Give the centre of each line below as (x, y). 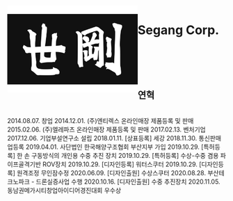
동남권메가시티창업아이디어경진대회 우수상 (64, 190)
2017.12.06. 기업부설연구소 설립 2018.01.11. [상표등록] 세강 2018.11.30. (102, 138)
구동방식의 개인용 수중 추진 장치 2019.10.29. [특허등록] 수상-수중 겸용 (125, 155)
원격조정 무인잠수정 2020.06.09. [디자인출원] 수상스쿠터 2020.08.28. (111, 172)
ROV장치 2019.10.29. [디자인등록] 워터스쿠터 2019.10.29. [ (122, 164)
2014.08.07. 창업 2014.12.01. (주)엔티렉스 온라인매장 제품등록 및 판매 (101, 120)
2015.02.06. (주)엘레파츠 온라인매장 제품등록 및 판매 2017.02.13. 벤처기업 (107, 129)
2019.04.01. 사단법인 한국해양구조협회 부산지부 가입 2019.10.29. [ (114, 147)
